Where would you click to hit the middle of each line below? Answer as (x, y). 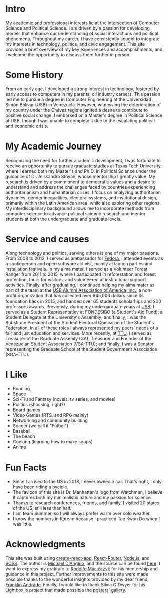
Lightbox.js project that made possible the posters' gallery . (66, 590)
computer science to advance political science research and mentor (75, 213)
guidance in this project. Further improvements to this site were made (77, 574)
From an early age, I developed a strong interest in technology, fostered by (82, 89)
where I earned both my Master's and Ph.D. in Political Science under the (81, 171)
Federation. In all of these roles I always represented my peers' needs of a (82, 328)
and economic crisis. (27, 126)
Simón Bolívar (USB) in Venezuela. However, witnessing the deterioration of (83, 105)
